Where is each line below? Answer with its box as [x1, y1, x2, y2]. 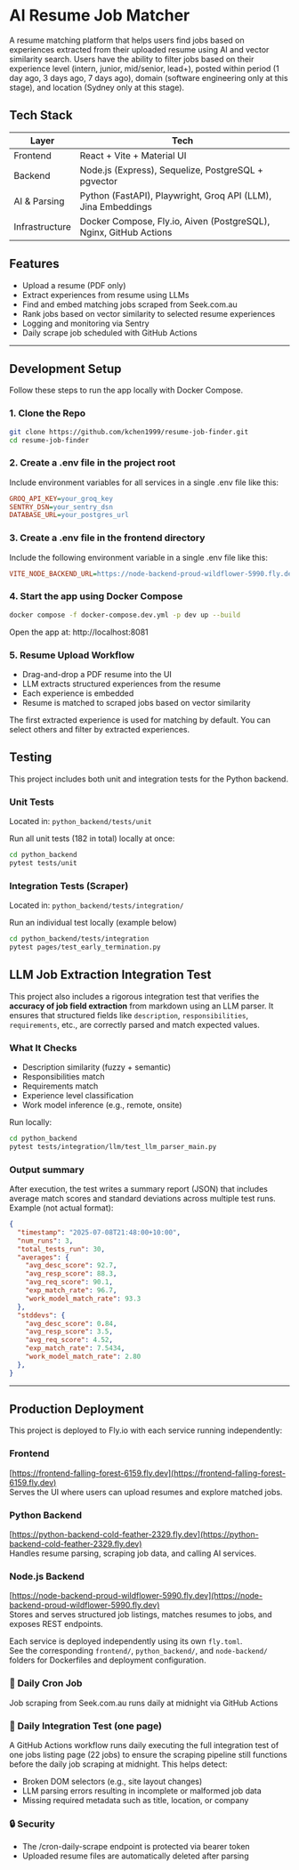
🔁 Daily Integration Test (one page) [9, 1720, 163, 1732]
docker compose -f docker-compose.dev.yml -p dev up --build [9, 611, 241, 619]
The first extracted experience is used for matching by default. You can [9, 714, 271, 725]
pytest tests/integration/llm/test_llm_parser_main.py [9, 1142, 217, 1151]
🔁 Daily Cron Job [9, 1677, 83, 1689]
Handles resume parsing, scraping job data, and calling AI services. [9, 1548, 257, 1558]
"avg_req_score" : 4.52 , [25, 1336, 114, 1345]
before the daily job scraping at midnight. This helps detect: [9, 1759, 229, 1769]
